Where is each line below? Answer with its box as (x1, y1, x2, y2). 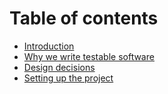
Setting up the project (23, 72, 114, 84)
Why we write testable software (23, 50, 155, 62)
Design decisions (23, 61, 96, 73)
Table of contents (9, 7, 159, 30)
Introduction (23, 40, 75, 52)
